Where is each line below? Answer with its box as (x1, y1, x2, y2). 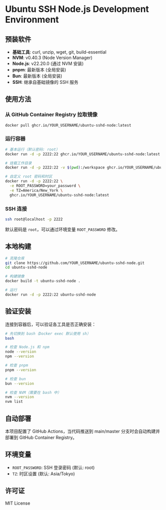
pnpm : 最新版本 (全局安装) (12, 67, 67, 72)
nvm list (5, 399, 23, 404)
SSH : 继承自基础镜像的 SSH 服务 (12, 79, 79, 85)
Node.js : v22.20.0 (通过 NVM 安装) (12, 61, 84, 66)
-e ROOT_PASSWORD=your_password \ (9, 184, 81, 189)
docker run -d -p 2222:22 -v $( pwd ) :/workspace (5, 165, 105, 170)
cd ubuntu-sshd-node (5, 265, 48, 270)
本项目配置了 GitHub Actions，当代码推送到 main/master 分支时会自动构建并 (5, 428, 161, 434)
